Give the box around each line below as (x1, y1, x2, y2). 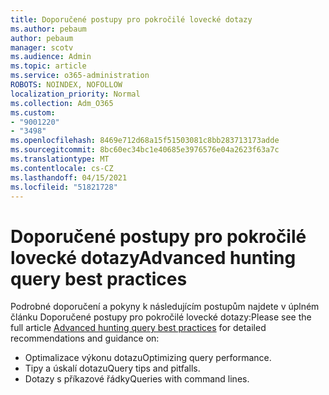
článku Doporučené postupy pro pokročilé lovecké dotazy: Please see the (10, 311, 312, 323)
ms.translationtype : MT (10, 154, 110, 164)
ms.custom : (10, 107, 56, 118)
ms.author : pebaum (10, 24, 87, 34)
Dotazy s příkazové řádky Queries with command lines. (24, 373, 250, 385)
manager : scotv (10, 42, 74, 53)
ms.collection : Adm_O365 (10, 98, 114, 108)
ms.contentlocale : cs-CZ (10, 163, 114, 173)
